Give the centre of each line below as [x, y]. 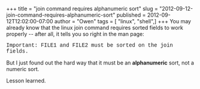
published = [131, 15]
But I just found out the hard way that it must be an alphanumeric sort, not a [100, 63]
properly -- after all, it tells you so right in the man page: [75, 34]
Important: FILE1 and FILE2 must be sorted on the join [90, 45]
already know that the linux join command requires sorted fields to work [95, 27]
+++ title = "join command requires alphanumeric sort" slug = [82, 9]
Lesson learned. [26, 81]
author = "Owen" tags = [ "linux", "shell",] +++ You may [123, 21]
